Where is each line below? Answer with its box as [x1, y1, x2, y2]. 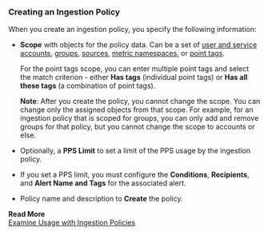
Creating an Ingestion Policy [8, 6, 121, 18]
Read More [8, 209, 46, 219]
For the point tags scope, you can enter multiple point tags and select [19, 64, 250, 74]
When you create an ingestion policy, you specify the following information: [8, 25, 258, 34]
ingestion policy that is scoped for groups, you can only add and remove [19, 114, 259, 123]
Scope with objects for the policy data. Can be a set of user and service [19, 40, 258, 50]
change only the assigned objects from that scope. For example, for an [19, 105, 254, 114]
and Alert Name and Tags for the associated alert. [19, 178, 186, 188]
